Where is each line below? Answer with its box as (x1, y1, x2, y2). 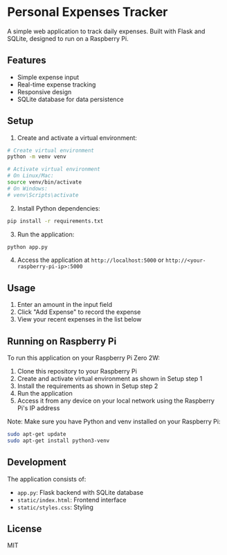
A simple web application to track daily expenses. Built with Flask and (7, 27, 206, 35)
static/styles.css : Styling (17, 503, 93, 511)
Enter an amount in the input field (17, 301, 113, 309)
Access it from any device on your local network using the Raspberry (17, 396, 215, 405)
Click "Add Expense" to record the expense (17, 308, 141, 316)
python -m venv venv (7, 153, 67, 160)
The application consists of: (7, 475, 87, 483)
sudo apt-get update (7, 431, 67, 438)
